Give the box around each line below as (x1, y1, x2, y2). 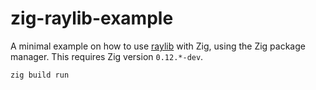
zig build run (10, 70, 70, 80)
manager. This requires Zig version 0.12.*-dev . (10, 50, 204, 62)
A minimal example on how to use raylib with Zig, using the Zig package (10, 40, 306, 52)
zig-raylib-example (10, 7, 174, 30)
